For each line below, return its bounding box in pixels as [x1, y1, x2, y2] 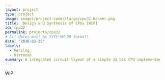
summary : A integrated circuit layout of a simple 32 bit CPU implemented [5, 57, 162, 62]
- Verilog [9, 48, 29, 53]
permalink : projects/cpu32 [5, 30, 60, 35]
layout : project [5, 7, 38, 12]
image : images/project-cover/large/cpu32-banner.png [5, 16, 115, 21]
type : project [5, 12, 34, 17]
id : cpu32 [5, 25, 26, 30]
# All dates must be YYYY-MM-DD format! [5, 35, 89, 40]
